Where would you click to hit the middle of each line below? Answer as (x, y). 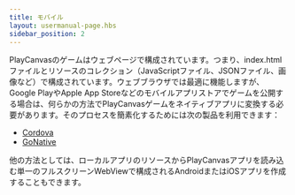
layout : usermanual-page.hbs (63, 26)
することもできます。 (48, 183)
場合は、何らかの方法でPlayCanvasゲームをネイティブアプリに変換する (146, 104)
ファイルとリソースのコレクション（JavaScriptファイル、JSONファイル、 (144, 71)
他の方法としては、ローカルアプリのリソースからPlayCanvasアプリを (135, 161)
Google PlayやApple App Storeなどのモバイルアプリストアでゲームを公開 (143, 93)
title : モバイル (36, 17)
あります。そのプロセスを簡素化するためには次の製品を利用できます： (152, 115)
